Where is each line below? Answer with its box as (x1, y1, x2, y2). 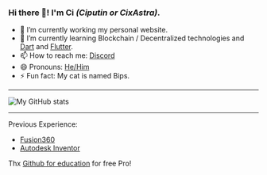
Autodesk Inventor (19, 143, 81, 153)
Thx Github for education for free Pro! (8, 158, 132, 169)
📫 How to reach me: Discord (19, 51, 115, 60)
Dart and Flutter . (19, 42, 73, 51)
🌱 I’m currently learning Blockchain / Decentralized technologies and (19, 33, 245, 43)
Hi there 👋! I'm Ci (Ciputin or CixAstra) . (8, 7, 161, 18)
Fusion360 (19, 135, 56, 145)
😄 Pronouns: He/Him (19, 63, 90, 72)
